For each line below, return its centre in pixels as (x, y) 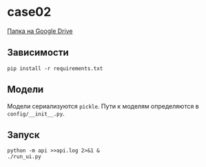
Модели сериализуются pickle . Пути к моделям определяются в (103, 106)
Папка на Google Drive (40, 31)
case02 (29, 12)
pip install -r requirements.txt (55, 68)
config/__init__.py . (36, 113)
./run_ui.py (24, 157)
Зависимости (38, 53)
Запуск (23, 135)
